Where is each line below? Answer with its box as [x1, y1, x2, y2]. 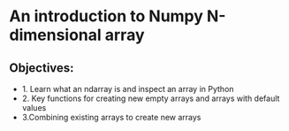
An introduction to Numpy [9, 6, 203, 27]
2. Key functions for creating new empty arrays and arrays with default [21, 93, 280, 104]
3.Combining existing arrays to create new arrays [21, 112, 202, 122]
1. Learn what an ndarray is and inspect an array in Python [21, 84, 234, 94]
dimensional [9, 25, 102, 45]
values [21, 103, 47, 112]
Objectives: [9, 60, 74, 75]
